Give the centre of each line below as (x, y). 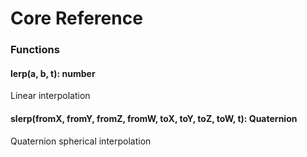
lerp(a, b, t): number (53, 73)
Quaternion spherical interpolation (81, 141)
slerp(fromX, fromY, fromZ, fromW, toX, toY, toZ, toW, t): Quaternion (154, 118)
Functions (35, 50)
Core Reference (76, 18)
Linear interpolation (50, 96)
